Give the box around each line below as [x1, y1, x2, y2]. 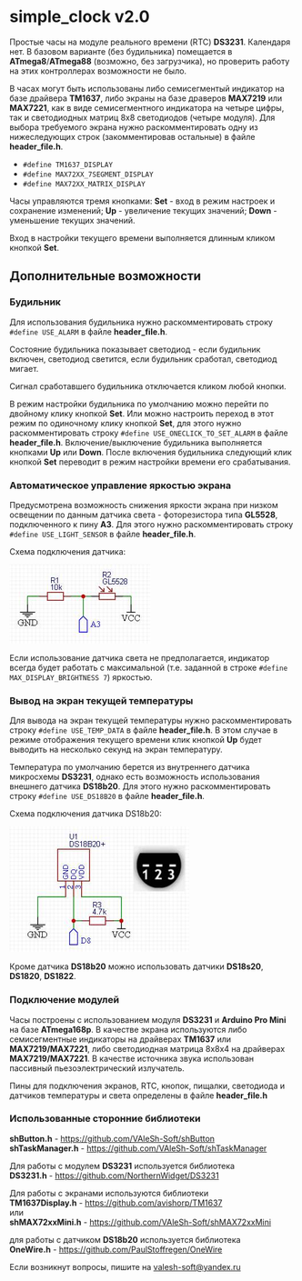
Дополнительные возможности [9, 268, 202, 284]
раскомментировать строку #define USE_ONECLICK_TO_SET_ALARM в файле [9, 427, 288, 438]
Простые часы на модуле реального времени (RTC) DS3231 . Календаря [9, 36, 291, 47]
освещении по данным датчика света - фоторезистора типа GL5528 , [9, 509, 278, 520]
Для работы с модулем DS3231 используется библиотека [9, 1160, 235, 1171]
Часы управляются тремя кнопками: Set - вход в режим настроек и [9, 195, 276, 206]
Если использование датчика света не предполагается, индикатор [9, 652, 270, 663]
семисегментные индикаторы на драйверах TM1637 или [9, 1034, 232, 1045]
